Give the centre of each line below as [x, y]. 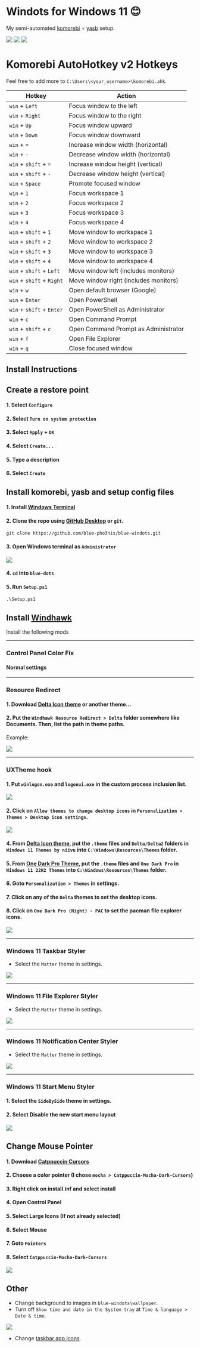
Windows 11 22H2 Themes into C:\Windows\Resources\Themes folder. [87, 869]
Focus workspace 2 [96, 203]
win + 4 [19, 222]
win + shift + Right [36, 280]
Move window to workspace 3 [111, 251]
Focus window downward [105, 135]
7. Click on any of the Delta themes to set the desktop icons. [82, 897]
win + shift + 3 [30, 251]
